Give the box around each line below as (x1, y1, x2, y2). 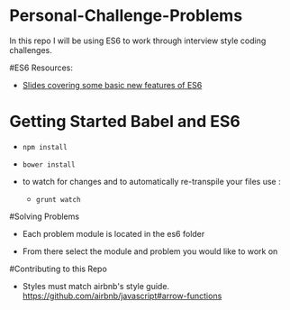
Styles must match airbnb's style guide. (22, 280, 169, 291)
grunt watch (35, 195, 81, 204)
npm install (22, 142, 68, 151)
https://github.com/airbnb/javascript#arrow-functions (22, 290, 222, 301)
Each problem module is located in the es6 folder (22, 228, 205, 239)
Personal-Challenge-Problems (9, 5, 243, 26)
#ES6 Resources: (9, 62, 74, 73)
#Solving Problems (9, 211, 79, 222)
